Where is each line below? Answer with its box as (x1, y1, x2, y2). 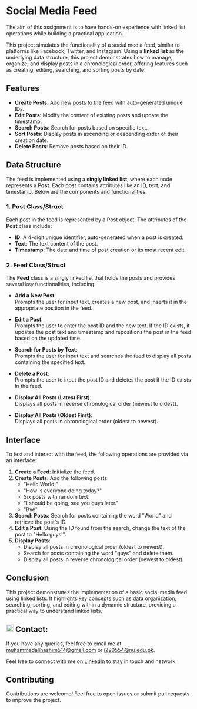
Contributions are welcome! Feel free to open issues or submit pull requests (6, 690, 190, 697)
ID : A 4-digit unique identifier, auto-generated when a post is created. (14, 234, 184, 241)
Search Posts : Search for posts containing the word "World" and (14, 512, 172, 519)
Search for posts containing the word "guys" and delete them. (23, 549, 174, 556)
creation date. (14, 137, 49, 144)
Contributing (6, 674, 54, 684)
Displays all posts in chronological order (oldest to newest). (14, 418, 159, 425)
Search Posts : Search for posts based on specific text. (14, 124, 148, 131)
